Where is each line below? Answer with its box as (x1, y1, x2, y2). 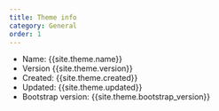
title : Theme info (9, 12, 77, 22)
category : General (9, 21, 77, 30)
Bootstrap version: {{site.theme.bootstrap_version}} (21, 91, 211, 102)
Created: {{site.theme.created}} (21, 73, 138, 83)
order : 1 (9, 29, 42, 38)
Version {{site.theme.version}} (21, 63, 133, 74)
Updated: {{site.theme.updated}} (21, 82, 143, 93)
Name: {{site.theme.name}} (21, 54, 122, 65)
